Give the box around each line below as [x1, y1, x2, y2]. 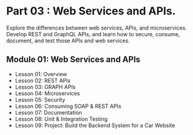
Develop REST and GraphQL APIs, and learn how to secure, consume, [6, 30, 180, 37]
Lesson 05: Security [15, 96, 65, 103]
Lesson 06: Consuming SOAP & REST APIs [15, 102, 122, 110]
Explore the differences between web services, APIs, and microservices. [6, 24, 188, 31]
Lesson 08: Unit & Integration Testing [15, 115, 108, 122]
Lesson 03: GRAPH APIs [15, 83, 76, 90]
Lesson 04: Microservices [15, 89, 80, 97]
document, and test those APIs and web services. [6, 37, 130, 44]
